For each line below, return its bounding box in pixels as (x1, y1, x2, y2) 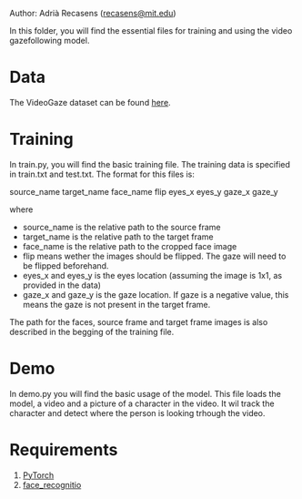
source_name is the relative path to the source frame (22, 221, 221, 232)
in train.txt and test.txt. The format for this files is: (9, 168, 196, 179)
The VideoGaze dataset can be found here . (9, 97, 171, 107)
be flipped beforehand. (22, 260, 109, 271)
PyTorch (22, 469, 55, 481)
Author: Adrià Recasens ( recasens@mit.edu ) (9, 8, 176, 18)
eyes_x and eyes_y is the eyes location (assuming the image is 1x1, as (22, 270, 283, 280)
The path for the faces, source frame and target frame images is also (9, 316, 268, 327)
